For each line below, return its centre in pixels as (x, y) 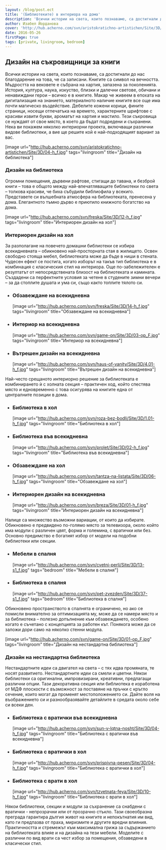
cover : (12, 28)
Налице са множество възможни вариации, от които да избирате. (75, 520)
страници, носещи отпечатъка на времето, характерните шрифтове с (79, 111)
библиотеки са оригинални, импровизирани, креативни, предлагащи (78, 679)
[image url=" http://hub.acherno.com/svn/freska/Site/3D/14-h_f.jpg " (81, 306)
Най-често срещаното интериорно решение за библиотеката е (72, 379)
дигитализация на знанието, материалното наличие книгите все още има (83, 100)
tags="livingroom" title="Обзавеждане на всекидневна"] (71, 312)
